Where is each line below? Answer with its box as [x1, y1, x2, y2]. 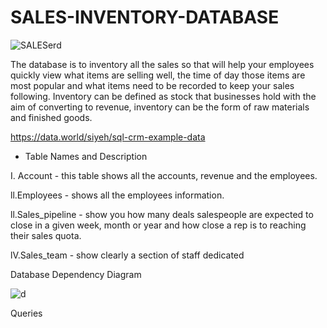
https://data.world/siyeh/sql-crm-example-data [10, 131, 206, 143]
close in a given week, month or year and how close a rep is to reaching [10, 219, 307, 231]
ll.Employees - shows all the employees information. [10, 189, 225, 201]
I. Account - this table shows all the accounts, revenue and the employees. [10, 169, 318, 181]
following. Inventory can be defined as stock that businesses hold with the [10, 90, 317, 102]
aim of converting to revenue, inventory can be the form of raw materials [10, 101, 310, 113]
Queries [10, 307, 43, 319]
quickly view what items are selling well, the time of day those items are [10, 69, 306, 81]
